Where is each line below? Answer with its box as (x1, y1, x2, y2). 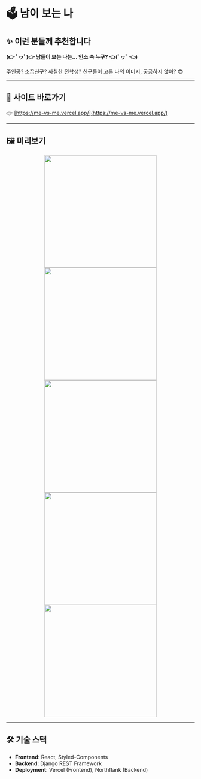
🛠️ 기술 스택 (6, 735, 47, 745)
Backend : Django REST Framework (14, 760, 102, 767)
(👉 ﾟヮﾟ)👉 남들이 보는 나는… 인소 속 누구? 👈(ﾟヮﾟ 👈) (6, 53, 138, 60)
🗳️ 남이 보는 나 (6, 7, 74, 20)
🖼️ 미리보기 (6, 136, 46, 146)
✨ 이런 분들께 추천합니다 (6, 36, 91, 46)
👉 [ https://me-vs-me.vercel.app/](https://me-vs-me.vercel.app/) (6, 109, 168, 116)
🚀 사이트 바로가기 (6, 92, 66, 103)
